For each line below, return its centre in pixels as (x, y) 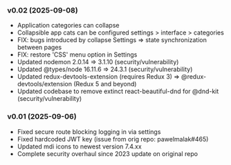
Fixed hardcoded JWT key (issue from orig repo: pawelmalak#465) (113, 139)
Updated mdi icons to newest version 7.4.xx (79, 146)
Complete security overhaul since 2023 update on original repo (108, 153)
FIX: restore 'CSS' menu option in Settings (77, 55)
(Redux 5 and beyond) (105, 84)
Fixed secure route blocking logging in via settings (89, 132)
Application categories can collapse (68, 26)
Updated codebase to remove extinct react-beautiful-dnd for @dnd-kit (118, 91)
